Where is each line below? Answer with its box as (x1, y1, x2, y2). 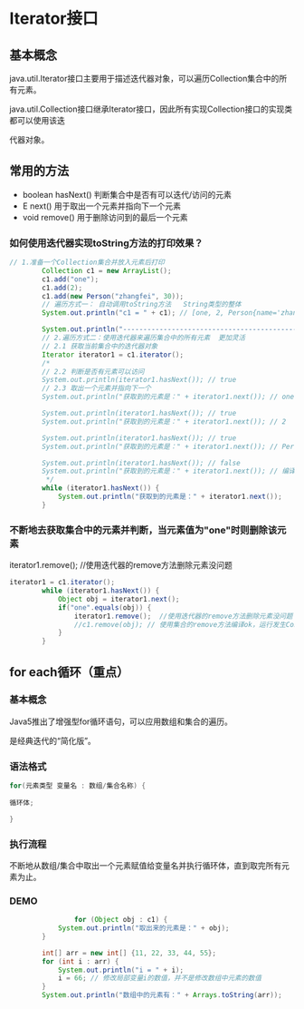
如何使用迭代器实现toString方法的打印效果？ (9, 237, 204, 250)
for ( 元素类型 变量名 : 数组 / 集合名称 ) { (9, 781, 147, 790)
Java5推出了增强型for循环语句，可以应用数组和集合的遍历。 (9, 716, 233, 727)
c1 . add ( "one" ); (42, 274, 100, 284)
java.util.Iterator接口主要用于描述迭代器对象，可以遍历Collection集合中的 (9, 73, 280, 83)
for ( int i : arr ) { (42, 956, 119, 966)
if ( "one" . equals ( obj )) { (57, 602, 152, 612)
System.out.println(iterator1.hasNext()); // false (42, 458, 242, 467)
